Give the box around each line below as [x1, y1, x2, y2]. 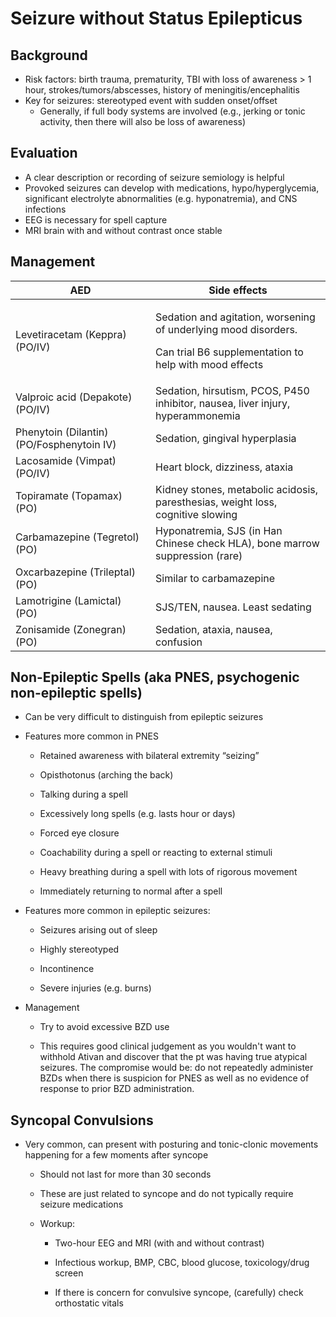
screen [54, 1267, 84, 1279]
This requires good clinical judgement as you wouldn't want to [39, 1040, 297, 1052]
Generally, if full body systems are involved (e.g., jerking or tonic [39, 105, 306, 117]
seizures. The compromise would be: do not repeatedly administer [39, 1062, 314, 1074]
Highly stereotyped [39, 943, 120, 956]
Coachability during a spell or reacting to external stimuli [39, 847, 273, 859]
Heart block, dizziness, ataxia [155, 460, 294, 474]
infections [24, 203, 67, 215]
